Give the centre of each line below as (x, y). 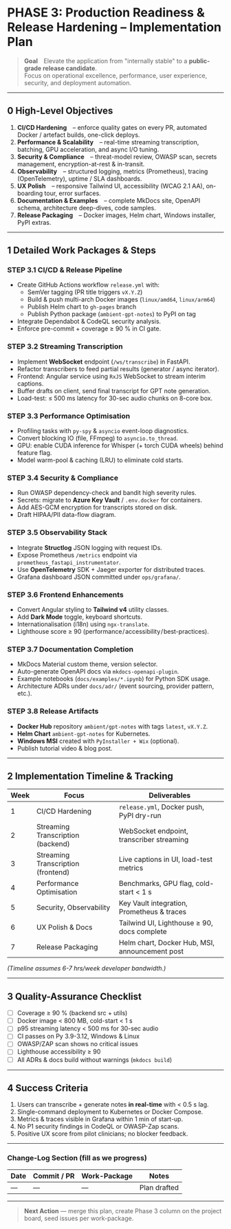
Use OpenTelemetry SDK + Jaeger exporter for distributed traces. (111, 569)
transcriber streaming (154, 840)
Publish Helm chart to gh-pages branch (82, 307)
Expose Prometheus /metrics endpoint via (77, 555)
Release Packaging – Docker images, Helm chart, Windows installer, (116, 215)
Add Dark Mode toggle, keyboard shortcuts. (80, 617)
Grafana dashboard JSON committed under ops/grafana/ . (99, 577)
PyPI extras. (34, 222)
